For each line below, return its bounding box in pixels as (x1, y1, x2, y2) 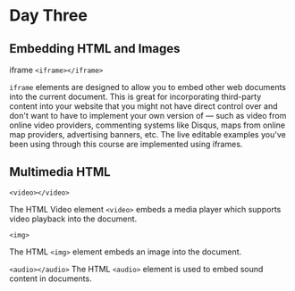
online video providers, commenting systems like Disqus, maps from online (9, 120, 286, 130)
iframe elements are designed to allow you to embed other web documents (9, 82, 286, 92)
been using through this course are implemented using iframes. (9, 139, 243, 149)
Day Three (9, 5, 88, 26)
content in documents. (9, 273, 92, 284)
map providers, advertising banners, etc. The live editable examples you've (9, 129, 286, 139)
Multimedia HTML (9, 164, 111, 179)
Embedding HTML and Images (9, 41, 181, 56)
